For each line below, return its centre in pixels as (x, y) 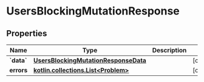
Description (169, 50)
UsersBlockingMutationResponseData (90, 60)
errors (19, 70)
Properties (27, 33)
